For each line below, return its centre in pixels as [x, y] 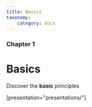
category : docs [36, 23]
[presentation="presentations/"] [46, 98]
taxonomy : [19, 18]
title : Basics [24, 12]
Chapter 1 [21, 44]
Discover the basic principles [43, 86]
